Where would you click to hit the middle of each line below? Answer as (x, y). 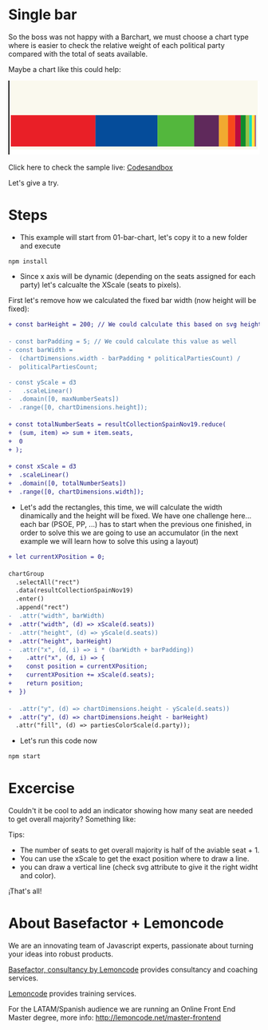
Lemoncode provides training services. (73, 994)
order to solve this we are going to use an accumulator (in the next (129, 533)
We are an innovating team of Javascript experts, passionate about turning (131, 946)
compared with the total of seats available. (78, 54)
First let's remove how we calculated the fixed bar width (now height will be (132, 301)
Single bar (43, 15)
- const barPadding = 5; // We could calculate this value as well (123, 341)
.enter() (30, 599)
